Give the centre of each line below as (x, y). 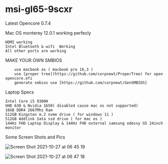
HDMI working (19, 42)
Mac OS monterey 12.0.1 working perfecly (48, 33)
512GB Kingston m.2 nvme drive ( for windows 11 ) (59, 114)
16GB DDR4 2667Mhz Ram (29, 110)
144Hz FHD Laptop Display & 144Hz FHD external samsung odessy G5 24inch (84, 123)
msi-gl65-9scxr (39, 9)
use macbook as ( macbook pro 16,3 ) (54, 69)
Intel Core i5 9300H (27, 101)
